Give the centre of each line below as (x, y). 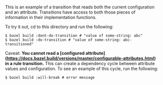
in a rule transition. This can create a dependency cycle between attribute (80, 63)
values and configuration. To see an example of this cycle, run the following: (82, 68)
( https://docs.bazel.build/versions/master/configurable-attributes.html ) (81, 58)
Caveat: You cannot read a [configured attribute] (55, 53)
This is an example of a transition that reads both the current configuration (80, 7)
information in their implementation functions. (51, 17)
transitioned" (20, 44)
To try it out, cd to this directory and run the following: (59, 27)
